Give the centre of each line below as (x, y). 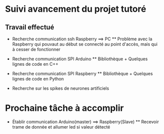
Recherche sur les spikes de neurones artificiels (60, 88)
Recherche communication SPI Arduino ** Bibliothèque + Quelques (80, 59)
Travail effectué (30, 27)
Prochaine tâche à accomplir (64, 108)
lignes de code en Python (38, 79)
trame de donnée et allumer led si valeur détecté (61, 127)
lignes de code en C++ (35, 64)
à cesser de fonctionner (36, 49)
